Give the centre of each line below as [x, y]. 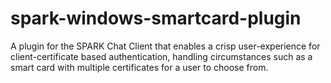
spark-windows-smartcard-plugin [156, 18]
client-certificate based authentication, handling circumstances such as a [161, 56]
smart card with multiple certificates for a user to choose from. [139, 67]
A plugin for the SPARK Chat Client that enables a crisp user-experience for [165, 46]
